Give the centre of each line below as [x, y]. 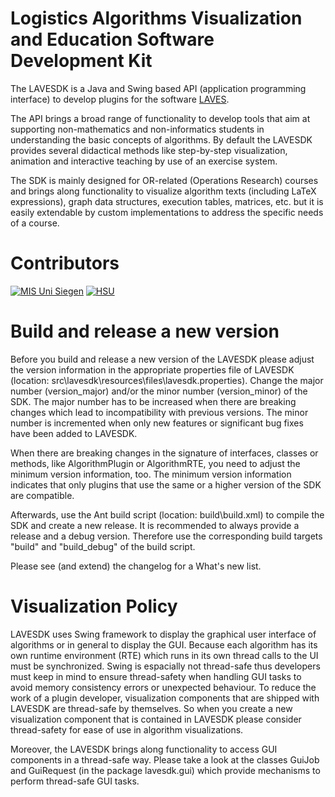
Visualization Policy [94, 606]
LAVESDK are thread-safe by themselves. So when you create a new [151, 708]
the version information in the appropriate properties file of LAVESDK [152, 369]
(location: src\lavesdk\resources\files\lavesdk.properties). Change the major [167, 380]
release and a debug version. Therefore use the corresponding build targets [166, 536]
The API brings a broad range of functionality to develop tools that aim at [160, 118]
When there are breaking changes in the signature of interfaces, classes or [164, 453]
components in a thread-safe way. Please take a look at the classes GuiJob [165, 759]
